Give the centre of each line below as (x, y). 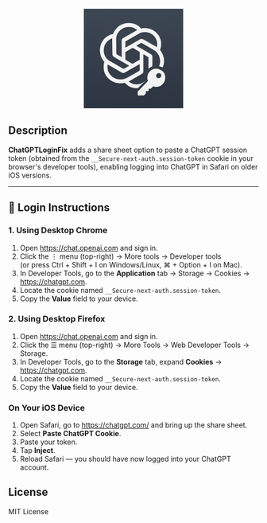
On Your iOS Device (47, 408)
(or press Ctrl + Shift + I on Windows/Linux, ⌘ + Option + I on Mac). (131, 264)
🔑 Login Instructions (59, 208)
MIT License (29, 511)
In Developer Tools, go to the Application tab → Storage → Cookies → (135, 273)
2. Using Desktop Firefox (57, 319)
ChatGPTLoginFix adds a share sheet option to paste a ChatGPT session (128, 150)
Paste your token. (48, 442)
